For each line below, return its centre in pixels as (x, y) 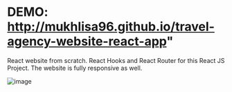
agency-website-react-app (87, 42)
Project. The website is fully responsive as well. (75, 68)
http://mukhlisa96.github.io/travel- (111, 27)
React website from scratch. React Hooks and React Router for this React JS (116, 60)
